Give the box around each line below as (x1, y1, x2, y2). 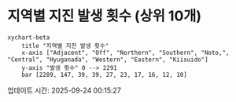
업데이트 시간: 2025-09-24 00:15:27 (7, 86, 121, 95)
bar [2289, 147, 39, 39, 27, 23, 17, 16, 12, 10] (21, 71, 188, 78)
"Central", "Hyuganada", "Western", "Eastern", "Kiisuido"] (7, 56, 209, 64)
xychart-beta (7, 33, 50, 42)
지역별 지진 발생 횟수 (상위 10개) (7, 7, 202, 25)
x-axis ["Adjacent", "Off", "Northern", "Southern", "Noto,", (21, 49, 230, 56)
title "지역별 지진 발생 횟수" (21, 42, 109, 49)
